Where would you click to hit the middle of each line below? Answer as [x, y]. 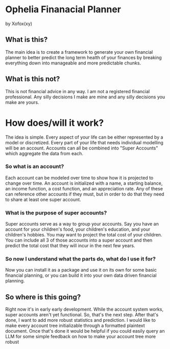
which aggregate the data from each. [44, 153]
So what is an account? [35, 166]
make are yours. [22, 102]
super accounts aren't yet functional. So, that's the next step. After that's [82, 315]
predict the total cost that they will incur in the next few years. [70, 246]
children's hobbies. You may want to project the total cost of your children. [84, 235]
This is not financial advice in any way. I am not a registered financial [78, 91]
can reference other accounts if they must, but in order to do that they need [85, 194]
